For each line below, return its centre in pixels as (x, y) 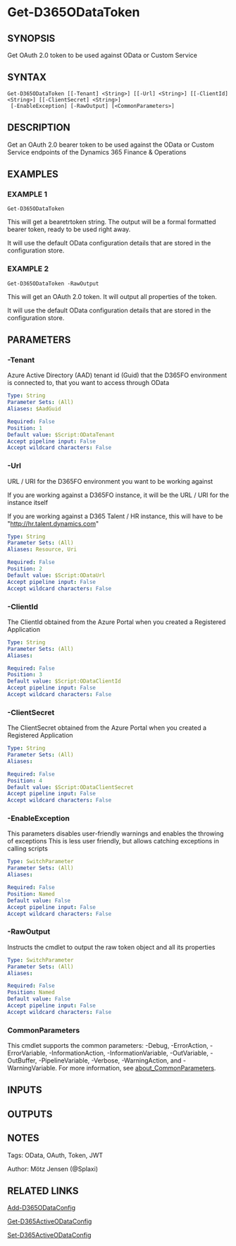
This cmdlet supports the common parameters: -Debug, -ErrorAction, (108, 1046)
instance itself (27, 502)
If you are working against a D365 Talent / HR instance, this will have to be (115, 516)
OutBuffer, (22, 1061)
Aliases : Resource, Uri (42, 550)
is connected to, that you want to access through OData (88, 383)
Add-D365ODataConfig (42, 1208)
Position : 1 (25, 428)
